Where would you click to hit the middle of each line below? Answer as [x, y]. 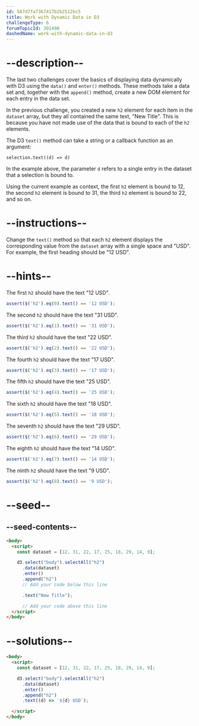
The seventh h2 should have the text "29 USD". [63, 426]
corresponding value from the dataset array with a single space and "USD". [99, 246]
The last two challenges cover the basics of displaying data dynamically [94, 80]
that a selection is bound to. [40, 175]
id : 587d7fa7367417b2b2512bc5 [44, 12]
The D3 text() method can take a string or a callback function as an [90, 141]
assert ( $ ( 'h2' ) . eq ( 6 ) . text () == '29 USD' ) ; [61, 437]
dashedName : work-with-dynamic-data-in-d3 [59, 34]
